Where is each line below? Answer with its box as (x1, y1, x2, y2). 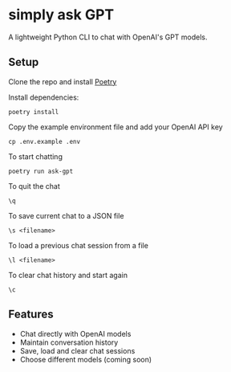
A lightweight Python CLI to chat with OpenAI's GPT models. (8, 32, 208, 42)
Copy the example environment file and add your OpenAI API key (8, 122, 223, 132)
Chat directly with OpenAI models (19, 329, 132, 338)
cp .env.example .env (8, 137, 81, 145)
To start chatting (8, 151, 63, 161)
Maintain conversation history (19, 337, 119, 347)
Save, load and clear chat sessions (19, 345, 136, 355)
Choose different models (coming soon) (19, 354, 152, 364)
